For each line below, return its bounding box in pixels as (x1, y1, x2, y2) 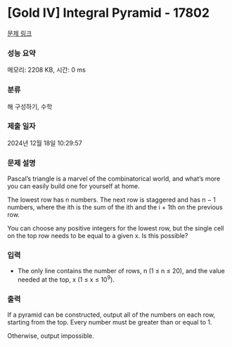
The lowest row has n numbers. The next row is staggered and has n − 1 (7, 195, 217, 204)
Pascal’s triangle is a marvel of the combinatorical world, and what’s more (7, 174, 221, 183)
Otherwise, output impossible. (7, 332, 95, 340)
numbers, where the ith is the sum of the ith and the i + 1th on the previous (7, 203, 223, 211)
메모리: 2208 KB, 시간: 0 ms (7, 65, 86, 74)
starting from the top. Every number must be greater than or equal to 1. (7, 318, 212, 327)
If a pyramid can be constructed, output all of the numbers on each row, (7, 310, 216, 319)
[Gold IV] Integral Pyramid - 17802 (7, 5, 210, 21)
